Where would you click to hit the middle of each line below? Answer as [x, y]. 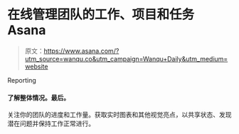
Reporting [22, 80]
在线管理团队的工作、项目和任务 [101, 15]
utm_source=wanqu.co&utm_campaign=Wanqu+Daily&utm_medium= [126, 58]
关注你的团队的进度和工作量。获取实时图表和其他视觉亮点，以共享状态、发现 [119, 115]
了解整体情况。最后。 [38, 98]
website [36, 66]
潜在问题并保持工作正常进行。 [51, 124]
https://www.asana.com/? [81, 51]
